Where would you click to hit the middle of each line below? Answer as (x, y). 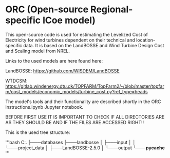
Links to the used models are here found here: (54, 61)
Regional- (112, 9)
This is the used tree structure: (38, 132)
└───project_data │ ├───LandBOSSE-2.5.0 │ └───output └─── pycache (85, 148)
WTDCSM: (16, 81)
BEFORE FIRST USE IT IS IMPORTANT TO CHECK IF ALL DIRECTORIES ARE (85, 117)
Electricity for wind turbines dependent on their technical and (70, 40)
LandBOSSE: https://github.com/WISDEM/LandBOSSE (62, 71)
